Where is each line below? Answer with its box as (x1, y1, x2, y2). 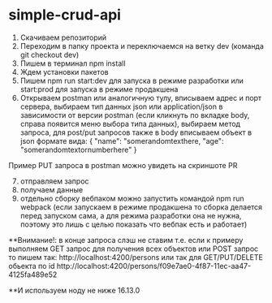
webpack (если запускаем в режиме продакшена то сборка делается (19, 201, 262, 212)
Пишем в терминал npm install (19, 58, 126, 68)
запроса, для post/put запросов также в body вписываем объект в (19, 128, 253, 137)
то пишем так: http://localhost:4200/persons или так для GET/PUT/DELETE (8, 252, 264, 262)
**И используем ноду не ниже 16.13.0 (8, 285, 140, 295)
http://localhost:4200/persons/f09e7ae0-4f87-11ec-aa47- (56, 261, 252, 271)
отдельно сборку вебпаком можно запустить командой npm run (19, 193, 245, 203)
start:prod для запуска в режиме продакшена (19, 84, 179, 94)
